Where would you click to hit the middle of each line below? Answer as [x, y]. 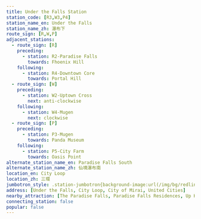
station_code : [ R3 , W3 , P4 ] [38, 17]
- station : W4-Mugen [48, 112]
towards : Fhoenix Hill [56, 62]
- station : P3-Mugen [48, 135]
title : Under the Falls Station [46, 12]
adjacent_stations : [31, 40]
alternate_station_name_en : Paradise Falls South [69, 163]
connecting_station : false [40, 202]
